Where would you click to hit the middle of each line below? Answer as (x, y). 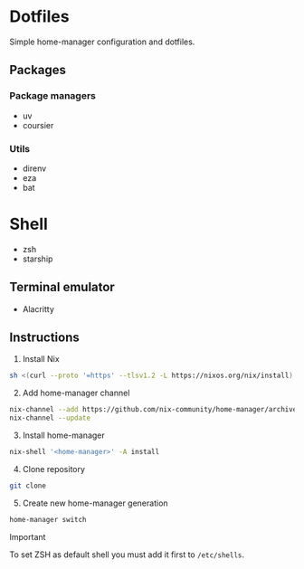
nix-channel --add (44, 410)
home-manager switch (48, 519)
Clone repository (54, 469)
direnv (34, 168)
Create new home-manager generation (95, 503)
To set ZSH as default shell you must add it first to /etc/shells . (127, 555)
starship (38, 259)
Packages (38, 70)
